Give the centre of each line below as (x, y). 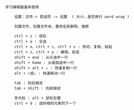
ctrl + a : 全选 (30, 41)
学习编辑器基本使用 (22, 7)
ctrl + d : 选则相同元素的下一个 (45, 103)
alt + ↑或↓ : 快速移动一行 (40, 73)
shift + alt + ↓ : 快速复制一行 (46, 68)
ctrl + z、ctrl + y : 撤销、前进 (47, 52)
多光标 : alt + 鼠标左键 (38, 98)
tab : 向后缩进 (29, 83)
